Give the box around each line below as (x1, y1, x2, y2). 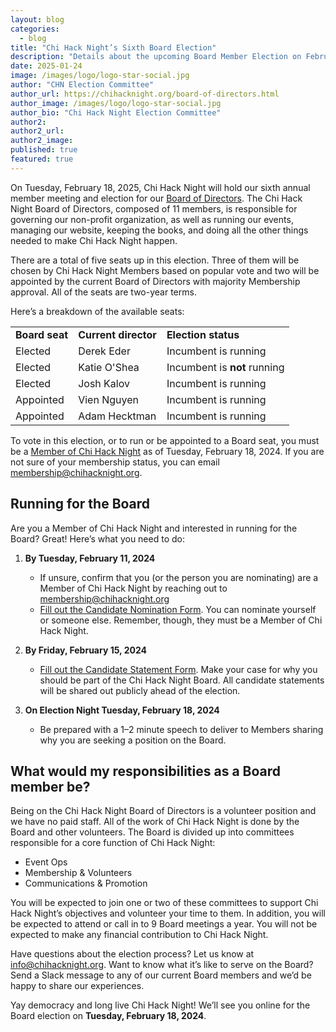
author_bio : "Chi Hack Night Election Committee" (10, 107, 222, 118)
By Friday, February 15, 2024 (24, 644, 147, 656)
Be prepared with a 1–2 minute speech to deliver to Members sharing (39, 723, 324, 735)
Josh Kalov (78, 376, 130, 390)
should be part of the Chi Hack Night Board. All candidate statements (39, 674, 325, 686)
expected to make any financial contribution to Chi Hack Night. (10, 929, 269, 941)
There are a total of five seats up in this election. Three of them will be (10, 254, 300, 266)
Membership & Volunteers (24, 867, 133, 879)
